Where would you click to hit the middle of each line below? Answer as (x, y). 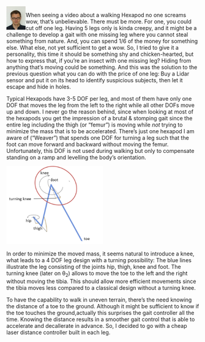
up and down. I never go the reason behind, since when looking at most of (100, 112)
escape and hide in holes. (39, 87)
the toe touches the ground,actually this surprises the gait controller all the (100, 313)
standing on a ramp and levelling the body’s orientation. (76, 157)
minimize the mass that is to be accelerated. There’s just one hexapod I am (100, 131)
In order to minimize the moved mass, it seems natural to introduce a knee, (100, 254)
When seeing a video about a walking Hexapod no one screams (106, 15)
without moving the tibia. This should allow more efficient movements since (101, 281)
